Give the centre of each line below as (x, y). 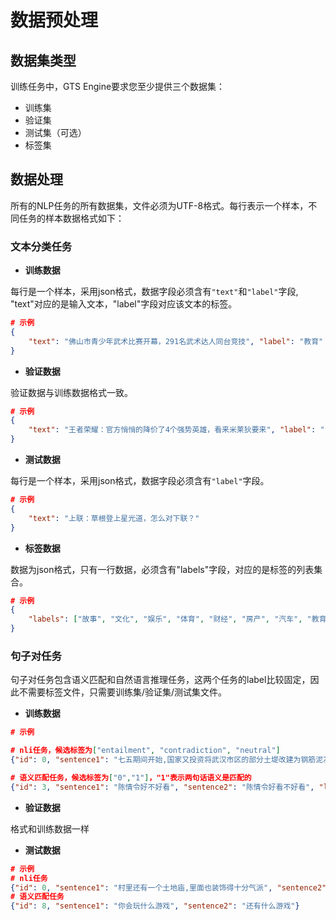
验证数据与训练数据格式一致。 (71, 392)
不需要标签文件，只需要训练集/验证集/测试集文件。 (123, 692)
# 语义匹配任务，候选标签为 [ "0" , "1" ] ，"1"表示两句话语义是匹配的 (131, 778)
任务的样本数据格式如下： (71, 218)
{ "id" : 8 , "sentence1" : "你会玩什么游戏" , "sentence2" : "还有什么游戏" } (155, 906)
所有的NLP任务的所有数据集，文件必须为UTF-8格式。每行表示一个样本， (159, 205)
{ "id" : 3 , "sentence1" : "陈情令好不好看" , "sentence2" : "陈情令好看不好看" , (162, 787)
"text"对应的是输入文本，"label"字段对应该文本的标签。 (124, 304)
